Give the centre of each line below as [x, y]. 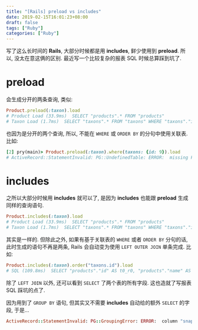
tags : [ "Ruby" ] [25, 28]
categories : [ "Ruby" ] [33, 34]
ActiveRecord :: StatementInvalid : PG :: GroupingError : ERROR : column [92, 321]
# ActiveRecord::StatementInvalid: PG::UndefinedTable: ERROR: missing [97, 157]
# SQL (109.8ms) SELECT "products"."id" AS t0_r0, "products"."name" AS [99, 271]
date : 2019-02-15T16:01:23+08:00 [47, 17]
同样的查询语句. [25, 205]
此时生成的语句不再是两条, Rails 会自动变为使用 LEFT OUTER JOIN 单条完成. [95, 247]
